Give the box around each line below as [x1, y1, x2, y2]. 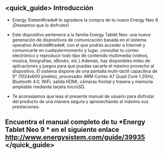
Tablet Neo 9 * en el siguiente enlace [5, 126, 119, 134]
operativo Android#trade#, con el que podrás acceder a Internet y [12, 42, 145, 48]
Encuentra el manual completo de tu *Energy [5, 118, 145, 127]
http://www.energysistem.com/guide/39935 [5, 133, 145, 142]
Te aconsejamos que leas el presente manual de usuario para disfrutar [12, 93, 155, 99]
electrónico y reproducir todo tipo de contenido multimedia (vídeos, [12, 52, 149, 58]
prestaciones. [12, 103, 40, 109]
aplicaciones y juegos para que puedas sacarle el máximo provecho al [12, 63, 154, 69]
